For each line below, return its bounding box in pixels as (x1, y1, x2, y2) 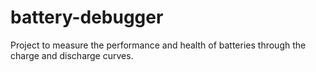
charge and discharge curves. (10, 49, 134, 61)
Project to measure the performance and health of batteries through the (10, 39, 307, 51)
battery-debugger (10, 6, 164, 29)
